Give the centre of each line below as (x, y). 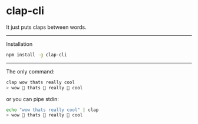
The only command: (30, 71)
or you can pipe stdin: (32, 99)
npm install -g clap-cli (37, 55)
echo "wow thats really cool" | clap (52, 110)
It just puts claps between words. (46, 27)
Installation (19, 44)
